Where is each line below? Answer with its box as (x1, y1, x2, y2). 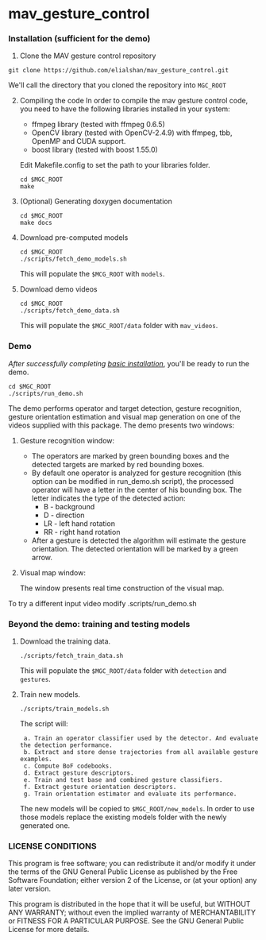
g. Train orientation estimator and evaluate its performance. (23, 790, 237, 799)
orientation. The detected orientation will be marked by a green (31, 543, 238, 553)
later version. (8, 884, 52, 894)
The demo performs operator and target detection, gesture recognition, (8, 403, 242, 413)
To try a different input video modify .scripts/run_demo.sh (8, 598, 197, 608)
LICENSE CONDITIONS (8, 841, 97, 851)
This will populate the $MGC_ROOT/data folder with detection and (19, 666, 227, 675)
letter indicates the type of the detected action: (31, 493, 186, 503)
